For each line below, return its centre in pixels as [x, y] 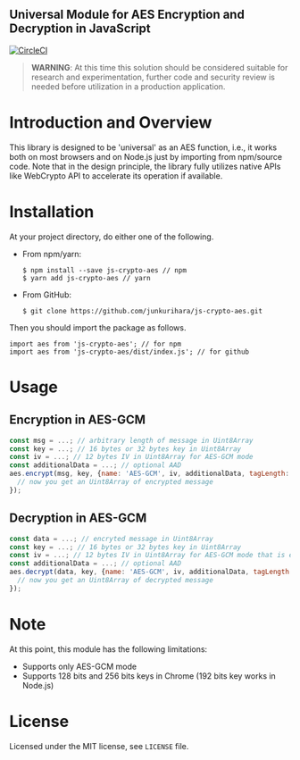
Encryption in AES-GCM [77, 420]
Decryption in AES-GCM [78, 518]
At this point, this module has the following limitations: [108, 649]
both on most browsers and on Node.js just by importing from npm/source [146, 156]
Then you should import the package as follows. [98, 327]
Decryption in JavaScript [80, 29]
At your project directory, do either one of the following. [112, 237]
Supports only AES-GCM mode [79, 666]
